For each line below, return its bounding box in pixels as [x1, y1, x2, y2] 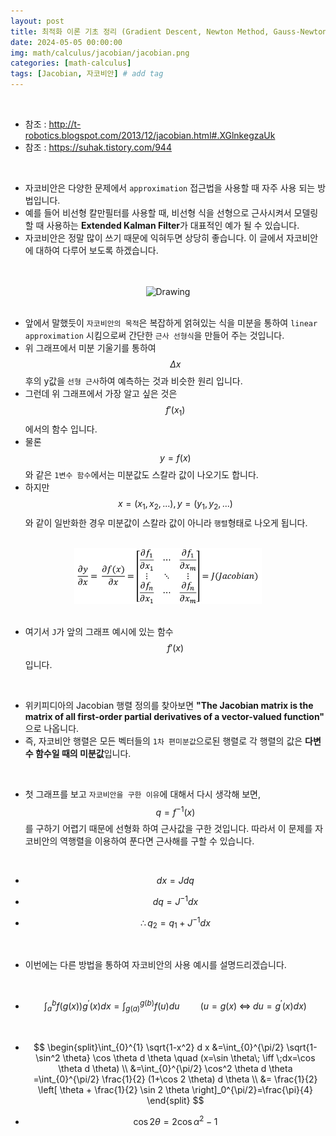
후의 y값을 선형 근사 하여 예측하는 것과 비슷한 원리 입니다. [24, 375, 243, 387]
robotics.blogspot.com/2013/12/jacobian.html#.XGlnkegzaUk [24, 130, 276, 141]
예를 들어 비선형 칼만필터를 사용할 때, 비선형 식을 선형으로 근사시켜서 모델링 [24, 207, 319, 219]
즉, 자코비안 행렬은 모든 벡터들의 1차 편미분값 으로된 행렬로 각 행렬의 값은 [24, 735, 303, 747]
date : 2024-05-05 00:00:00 [10, 37, 123, 47]
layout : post [10, 16, 65, 26]
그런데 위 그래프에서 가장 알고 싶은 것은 [24, 388, 178, 399]
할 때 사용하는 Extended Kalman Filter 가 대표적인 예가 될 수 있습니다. [24, 220, 300, 231]
